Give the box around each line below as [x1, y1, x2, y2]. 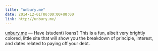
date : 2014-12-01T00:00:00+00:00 [5, 12, 74, 17]
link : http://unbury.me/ [5, 16, 56, 21]
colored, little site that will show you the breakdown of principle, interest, [5, 35, 154, 41]
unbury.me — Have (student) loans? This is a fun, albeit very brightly [5, 30, 146, 36]
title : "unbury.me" [5, 7, 46, 12]
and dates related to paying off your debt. [5, 41, 90, 47]
